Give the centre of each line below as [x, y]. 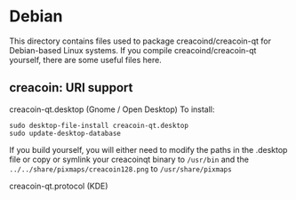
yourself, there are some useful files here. [85, 60]
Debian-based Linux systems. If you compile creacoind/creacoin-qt [133, 50]
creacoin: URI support [71, 88]
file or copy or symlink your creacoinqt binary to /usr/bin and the [129, 159]
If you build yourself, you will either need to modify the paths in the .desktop [148, 149]
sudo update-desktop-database [65, 133]
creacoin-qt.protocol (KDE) [59, 186]
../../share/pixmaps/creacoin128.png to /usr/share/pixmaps [121, 168]
